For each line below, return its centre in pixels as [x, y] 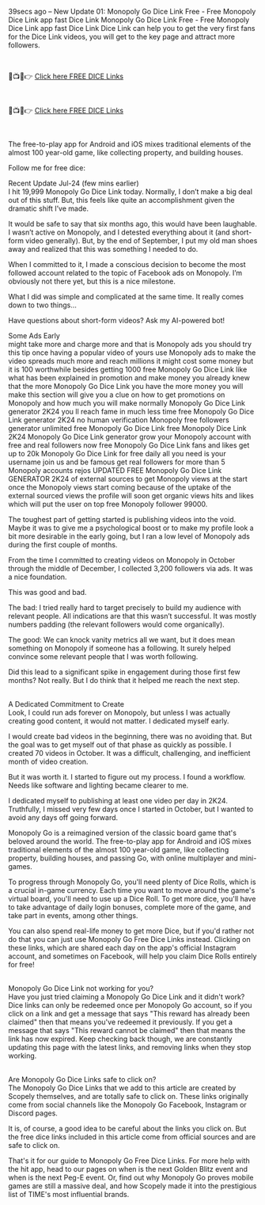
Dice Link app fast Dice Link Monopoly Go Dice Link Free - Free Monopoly [129, 20]
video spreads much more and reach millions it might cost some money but [131, 361]
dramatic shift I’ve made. [49, 208]
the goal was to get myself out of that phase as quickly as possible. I [120, 745]
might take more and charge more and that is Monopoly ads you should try [130, 344]
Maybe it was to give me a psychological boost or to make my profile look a [131, 528]
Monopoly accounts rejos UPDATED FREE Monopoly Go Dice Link [115, 470]
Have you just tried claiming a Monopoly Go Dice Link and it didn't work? [127, 997]
